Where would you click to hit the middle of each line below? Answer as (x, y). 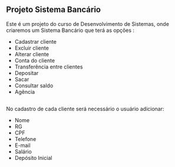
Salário (23, 152)
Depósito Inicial (33, 158)
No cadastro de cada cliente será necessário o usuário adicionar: (85, 109)
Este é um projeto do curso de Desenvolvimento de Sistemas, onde (88, 24)
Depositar (27, 73)
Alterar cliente (32, 54)
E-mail (22, 145)
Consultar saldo (34, 86)
